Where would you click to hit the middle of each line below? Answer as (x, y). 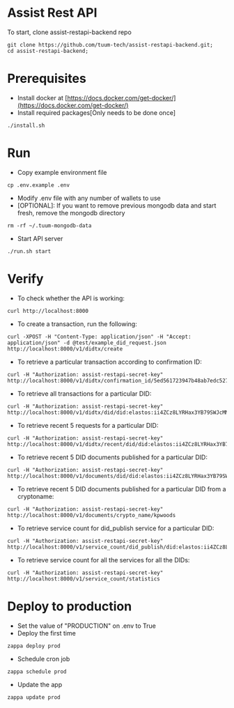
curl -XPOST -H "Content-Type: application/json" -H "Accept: (99, 337)
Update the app (40, 684)
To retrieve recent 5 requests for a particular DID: (88, 425)
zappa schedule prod (37, 671)
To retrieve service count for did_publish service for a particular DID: (116, 528)
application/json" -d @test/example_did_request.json (87, 343)
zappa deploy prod (34, 646)
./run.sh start (29, 251)
